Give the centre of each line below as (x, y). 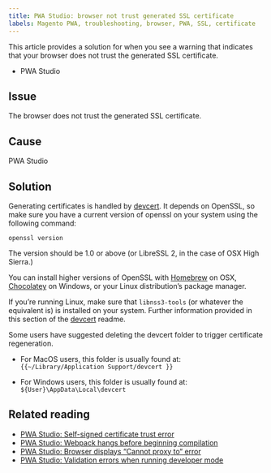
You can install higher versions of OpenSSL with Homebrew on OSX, (123, 277)
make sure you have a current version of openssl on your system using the (133, 214)
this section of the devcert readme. (67, 319)
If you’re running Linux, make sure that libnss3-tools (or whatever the (126, 302)
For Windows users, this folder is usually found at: (104, 381)
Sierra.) (21, 261)
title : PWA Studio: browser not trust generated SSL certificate (121, 16)
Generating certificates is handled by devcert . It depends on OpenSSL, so (132, 206)
